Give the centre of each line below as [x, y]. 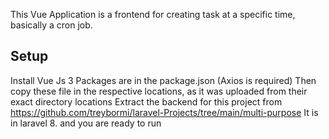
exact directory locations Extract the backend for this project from [146, 101]
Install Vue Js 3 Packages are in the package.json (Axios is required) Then [163, 80]
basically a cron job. [51, 25]
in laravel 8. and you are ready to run [86, 123]
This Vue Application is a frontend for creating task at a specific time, [153, 14]
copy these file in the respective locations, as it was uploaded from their [159, 91]
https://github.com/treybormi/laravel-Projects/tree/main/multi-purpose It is [164, 112]
